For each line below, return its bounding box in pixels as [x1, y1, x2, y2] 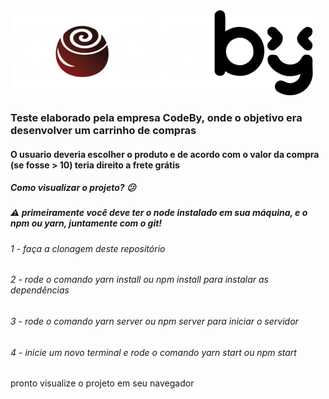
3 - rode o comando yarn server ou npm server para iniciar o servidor [10, 315, 299, 328]
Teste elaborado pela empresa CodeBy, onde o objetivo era [10, 110, 303, 124]
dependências [10, 284, 70, 296]
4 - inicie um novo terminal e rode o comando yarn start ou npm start [10, 346, 297, 358]
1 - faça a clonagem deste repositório [10, 242, 166, 254]
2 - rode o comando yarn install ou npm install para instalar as [10, 274, 269, 286]
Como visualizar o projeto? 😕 [10, 182, 137, 194]
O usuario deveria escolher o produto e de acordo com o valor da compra [10, 148, 320, 160]
